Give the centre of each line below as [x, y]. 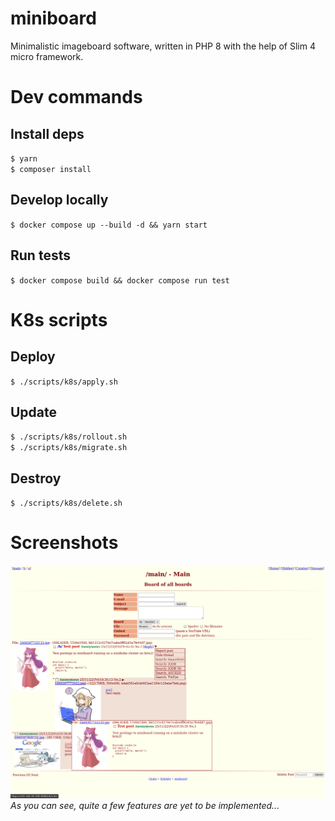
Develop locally [59, 200]
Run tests [40, 255]
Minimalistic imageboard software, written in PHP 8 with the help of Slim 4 [163, 46]
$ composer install [51, 169]
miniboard [53, 18]
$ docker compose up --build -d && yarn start [109, 225]
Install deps [47, 133]
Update [34, 412]
